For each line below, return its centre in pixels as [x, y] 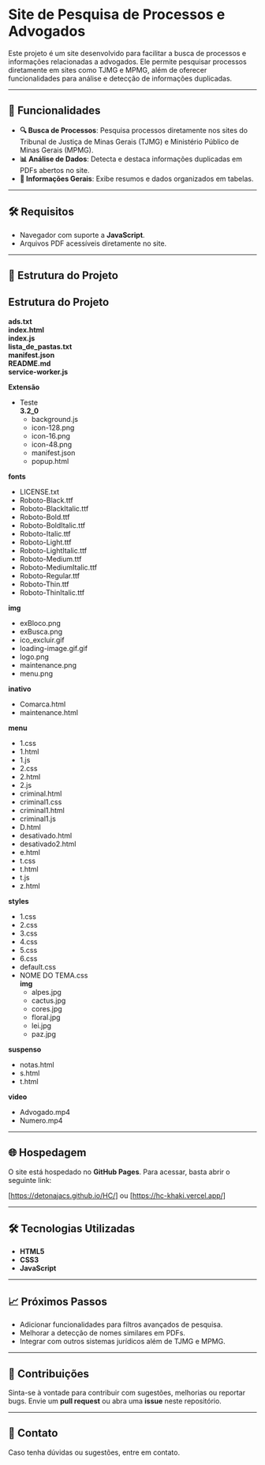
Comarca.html [43, 704]
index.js [22, 338]
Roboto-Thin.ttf [44, 584]
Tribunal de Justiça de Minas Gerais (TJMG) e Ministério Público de [129, 141]
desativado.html [46, 835]
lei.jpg [41, 1026]
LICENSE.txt [39, 491]
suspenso [25, 1049]
